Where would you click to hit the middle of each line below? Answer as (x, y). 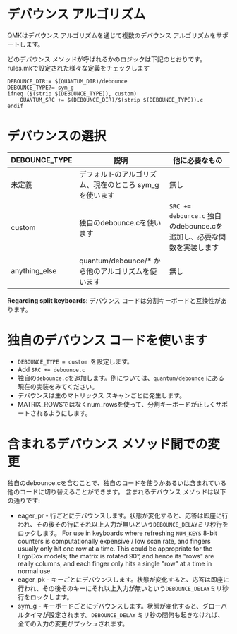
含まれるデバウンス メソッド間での (108, 444)
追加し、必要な (194, 237)
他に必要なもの (197, 160)
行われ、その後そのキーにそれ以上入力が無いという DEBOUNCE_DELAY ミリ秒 (123, 588)
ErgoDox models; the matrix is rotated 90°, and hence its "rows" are (116, 556)
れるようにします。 (64, 413)
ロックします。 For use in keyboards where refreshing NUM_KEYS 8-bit (117, 533)
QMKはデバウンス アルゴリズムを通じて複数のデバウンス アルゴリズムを (112, 35)
